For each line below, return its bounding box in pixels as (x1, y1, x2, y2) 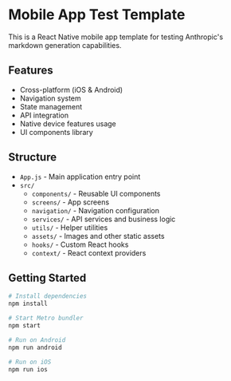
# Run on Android (8, 335, 66, 344)
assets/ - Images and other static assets (31, 231, 165, 240)
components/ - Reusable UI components (31, 189, 161, 198)
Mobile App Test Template (8, 6, 186, 24)
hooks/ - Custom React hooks (31, 240, 129, 249)
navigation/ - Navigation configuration (31, 205, 160, 215)
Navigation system (19, 93, 81, 103)
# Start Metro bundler (8, 314, 84, 323)
